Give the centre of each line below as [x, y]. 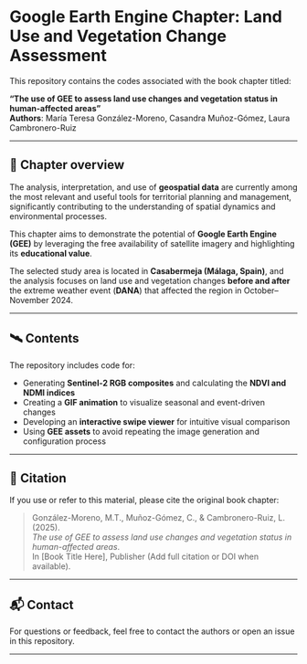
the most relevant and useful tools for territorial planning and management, [151, 196]
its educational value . [51, 253]
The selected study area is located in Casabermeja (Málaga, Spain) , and [147, 270]
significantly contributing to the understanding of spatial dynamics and [143, 206]
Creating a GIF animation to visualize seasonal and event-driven [143, 402]
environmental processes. [58, 216]
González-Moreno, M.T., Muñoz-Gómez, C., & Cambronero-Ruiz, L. [159, 518]
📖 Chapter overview [67, 165]
